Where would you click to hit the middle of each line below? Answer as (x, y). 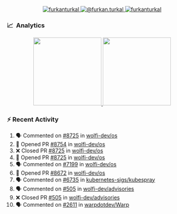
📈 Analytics (26, 25)
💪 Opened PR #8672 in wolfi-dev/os (60, 173)
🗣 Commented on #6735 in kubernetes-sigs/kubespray (85, 180)
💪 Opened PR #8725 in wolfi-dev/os (60, 157)
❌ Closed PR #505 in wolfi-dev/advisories (68, 197)
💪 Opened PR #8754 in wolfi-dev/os (60, 144)
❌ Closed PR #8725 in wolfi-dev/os (59, 151)
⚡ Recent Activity (33, 120)
